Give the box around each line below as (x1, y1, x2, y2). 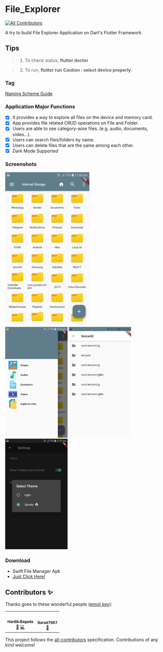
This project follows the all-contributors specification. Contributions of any (5, 637, 159, 643)
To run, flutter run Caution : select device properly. (24, 67, 133, 73)
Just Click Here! (12, 574, 46, 580)
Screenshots (5, 160, 37, 167)
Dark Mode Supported (12, 148, 59, 154)
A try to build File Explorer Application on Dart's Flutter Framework (5, 29, 142, 35)
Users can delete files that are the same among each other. (12, 142, 135, 148)
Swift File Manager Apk (12, 568, 61, 574)
